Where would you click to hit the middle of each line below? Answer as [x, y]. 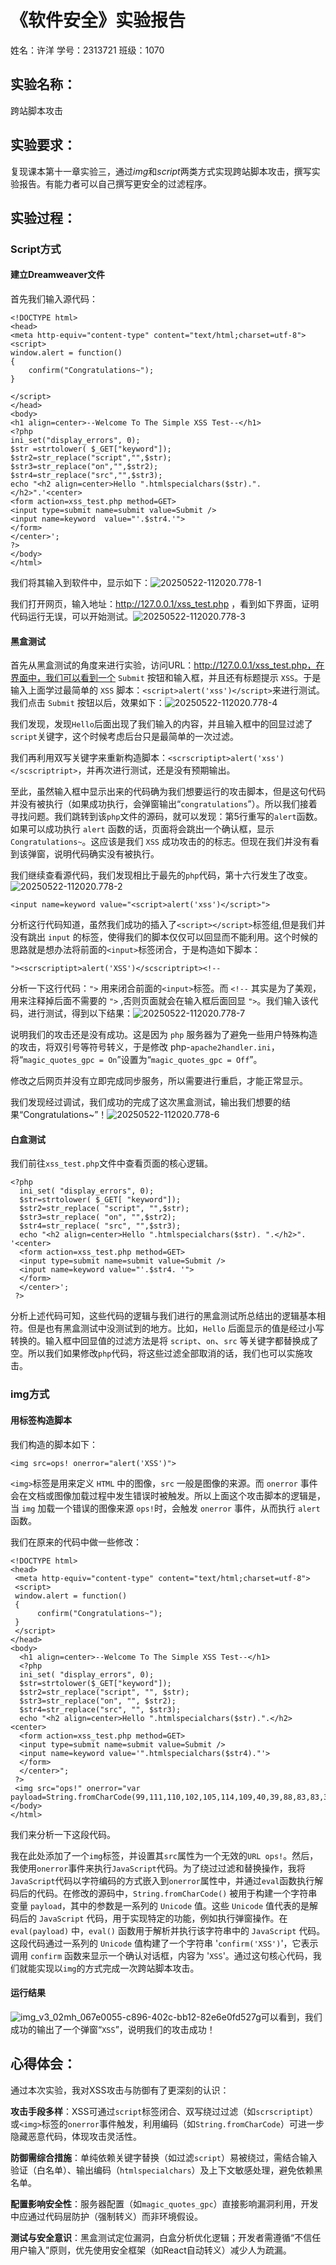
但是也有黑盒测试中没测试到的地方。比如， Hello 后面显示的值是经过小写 [176, 1328]
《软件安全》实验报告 [98, 20]
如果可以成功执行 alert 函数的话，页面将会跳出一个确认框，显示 [142, 829]
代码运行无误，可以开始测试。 [71, 617]
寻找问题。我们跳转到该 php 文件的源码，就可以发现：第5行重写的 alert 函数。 [166, 817]
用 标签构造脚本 [41, 1420]
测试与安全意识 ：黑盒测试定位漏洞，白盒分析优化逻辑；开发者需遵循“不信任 [166, 2237]
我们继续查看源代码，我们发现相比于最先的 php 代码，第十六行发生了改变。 [161, 875]
